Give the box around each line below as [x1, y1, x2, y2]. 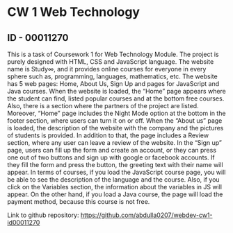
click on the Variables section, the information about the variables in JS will [7, 183, 223, 191]
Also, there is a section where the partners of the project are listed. [7, 102, 200, 110]
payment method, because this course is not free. [7, 198, 150, 205]
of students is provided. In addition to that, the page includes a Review [7, 131, 209, 139]
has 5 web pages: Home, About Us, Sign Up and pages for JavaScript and [7, 80, 220, 87]
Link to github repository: [7, 211, 79, 219]
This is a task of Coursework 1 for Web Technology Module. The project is [7, 50, 219, 58]
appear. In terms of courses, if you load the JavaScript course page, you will [7, 168, 226, 176]
